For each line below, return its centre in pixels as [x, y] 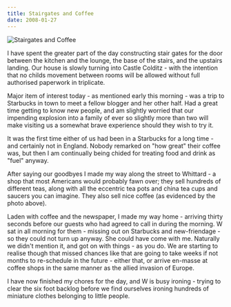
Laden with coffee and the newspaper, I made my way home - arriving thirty [115, 216]
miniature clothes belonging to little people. [69, 296]
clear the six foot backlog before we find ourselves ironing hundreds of [108, 288]
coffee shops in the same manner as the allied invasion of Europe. [101, 268]
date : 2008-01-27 [32, 20]
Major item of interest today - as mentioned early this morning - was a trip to [116, 96]
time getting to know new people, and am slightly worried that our [101, 110]
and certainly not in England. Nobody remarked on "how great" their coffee [114, 146]
